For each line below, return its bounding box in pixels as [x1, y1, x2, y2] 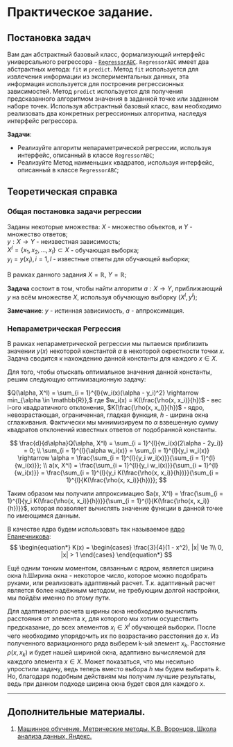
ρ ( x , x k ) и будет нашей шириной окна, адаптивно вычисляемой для [7, 648, 206, 658]
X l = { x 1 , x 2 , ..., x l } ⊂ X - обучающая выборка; [7, 245, 139, 256]
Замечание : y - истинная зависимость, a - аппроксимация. [7, 306, 185, 315]
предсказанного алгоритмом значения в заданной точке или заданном [7, 95, 219, 103]
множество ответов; [7, 230, 68, 238]
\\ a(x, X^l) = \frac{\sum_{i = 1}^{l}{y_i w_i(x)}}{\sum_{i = [42, 461, 202, 469]
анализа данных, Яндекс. [17, 732, 92, 740]
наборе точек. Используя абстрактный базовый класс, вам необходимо [7, 102, 222, 110]
